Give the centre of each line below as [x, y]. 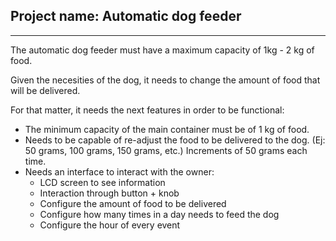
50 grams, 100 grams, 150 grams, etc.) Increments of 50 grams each [166, 150]
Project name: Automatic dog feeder [126, 16]
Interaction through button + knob [109, 193]
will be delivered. [45, 90]
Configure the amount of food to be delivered [133, 203]
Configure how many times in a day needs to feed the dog [159, 214]
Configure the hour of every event [110, 225]
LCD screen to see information [102, 182]
